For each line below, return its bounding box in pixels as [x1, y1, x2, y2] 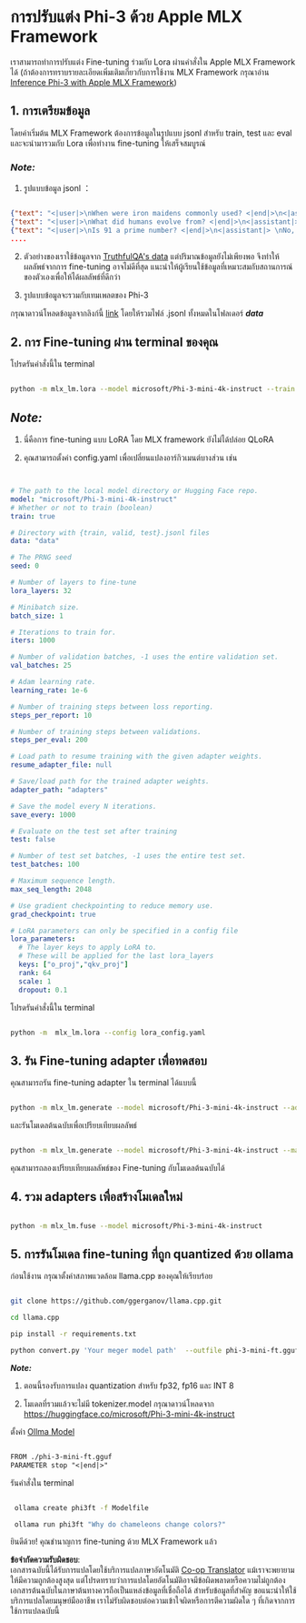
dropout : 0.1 [18, 985, 68, 994]
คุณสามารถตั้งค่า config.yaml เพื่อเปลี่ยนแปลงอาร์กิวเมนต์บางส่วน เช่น [23, 452, 238, 463]
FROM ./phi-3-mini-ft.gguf [10, 1452, 113, 1461]
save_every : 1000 [10, 810, 76, 820]
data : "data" [10, 537, 60, 546]
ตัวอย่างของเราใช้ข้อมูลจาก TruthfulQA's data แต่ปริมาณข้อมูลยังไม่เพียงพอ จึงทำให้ [23, 250, 280, 261]
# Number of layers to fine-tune [10, 578, 137, 588]
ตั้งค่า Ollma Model [10, 1426, 75, 1437]
